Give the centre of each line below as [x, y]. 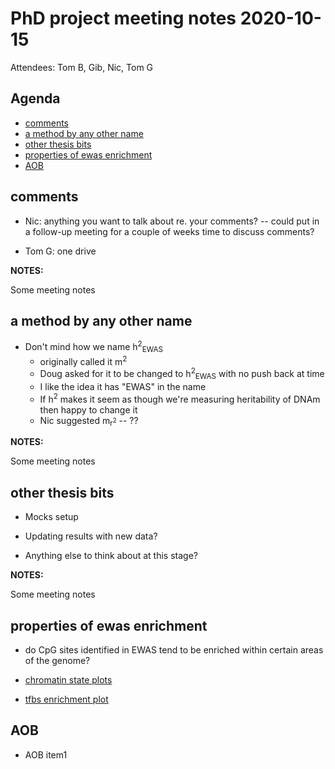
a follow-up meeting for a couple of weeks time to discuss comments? [169, 231]
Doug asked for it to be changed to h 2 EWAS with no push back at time [182, 374]
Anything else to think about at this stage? [111, 556]
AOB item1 [46, 754]
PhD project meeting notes [123, 18]
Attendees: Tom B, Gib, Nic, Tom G [82, 67]
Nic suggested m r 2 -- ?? [89, 421]
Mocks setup [51, 517]
